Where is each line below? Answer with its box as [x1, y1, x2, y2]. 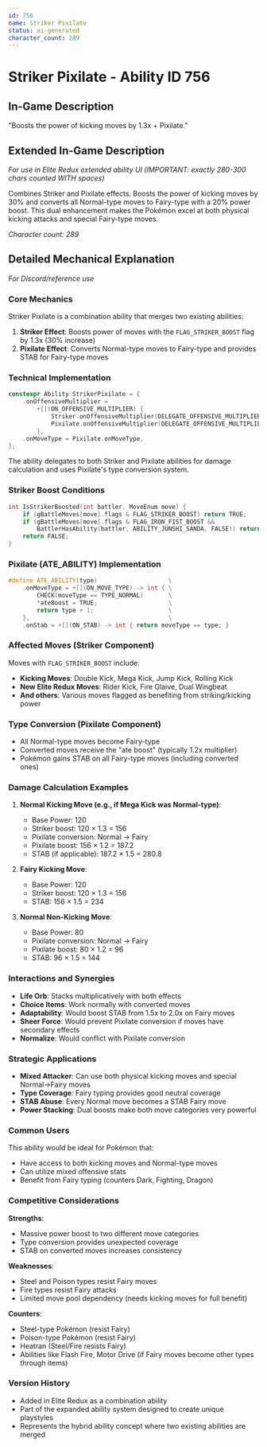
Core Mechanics [8, 294, 73, 305]
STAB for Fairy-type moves [19, 352, 109, 362]
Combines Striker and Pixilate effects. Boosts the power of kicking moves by [8, 189, 258, 199]
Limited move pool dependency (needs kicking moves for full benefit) [19, 1293, 248, 1303]
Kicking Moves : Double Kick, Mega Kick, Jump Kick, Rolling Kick [19, 673, 234, 683]
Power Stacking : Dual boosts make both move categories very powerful [19, 1105, 257, 1114]
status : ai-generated [8, 26, 80, 34]
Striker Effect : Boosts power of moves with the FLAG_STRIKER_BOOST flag [19, 327, 255, 336]
